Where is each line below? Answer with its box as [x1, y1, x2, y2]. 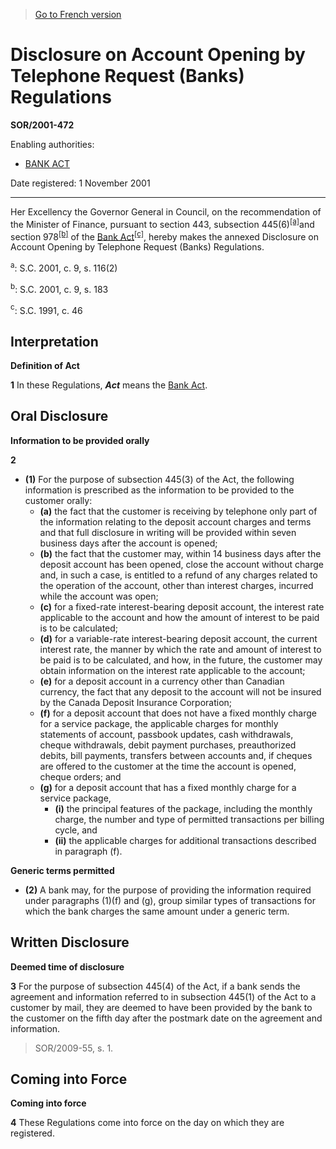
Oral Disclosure [10, 408, 109, 425]
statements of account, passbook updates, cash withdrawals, [39, 728, 294, 740]
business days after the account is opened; [39, 537, 218, 549]
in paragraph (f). [54, 845, 123, 857]
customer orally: [24, 494, 93, 506]
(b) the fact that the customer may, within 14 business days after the [39, 547, 322, 559]
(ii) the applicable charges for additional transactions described [54, 834, 317, 846]
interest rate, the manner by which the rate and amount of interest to [39, 643, 322, 655]
